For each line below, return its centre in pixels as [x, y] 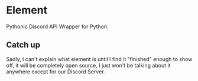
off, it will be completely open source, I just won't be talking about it [88, 65]
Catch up [23, 45]
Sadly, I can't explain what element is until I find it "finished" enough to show [99, 59]
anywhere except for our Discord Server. [56, 72]
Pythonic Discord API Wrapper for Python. [57, 26]
